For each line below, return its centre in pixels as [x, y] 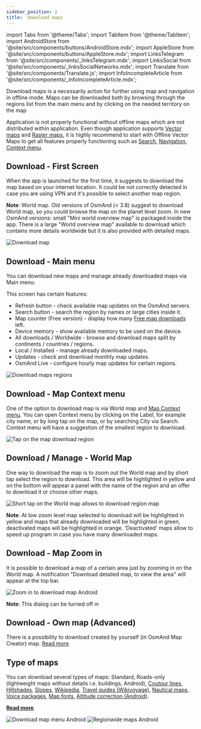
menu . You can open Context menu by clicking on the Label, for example [96, 414]
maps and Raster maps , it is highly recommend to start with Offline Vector [97, 135]
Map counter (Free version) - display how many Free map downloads [100, 318]
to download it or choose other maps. [52, 492]
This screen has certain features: [47, 294]
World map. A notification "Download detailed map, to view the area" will [96, 574]
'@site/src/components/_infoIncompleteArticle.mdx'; [71, 79]
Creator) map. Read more [37, 644]
